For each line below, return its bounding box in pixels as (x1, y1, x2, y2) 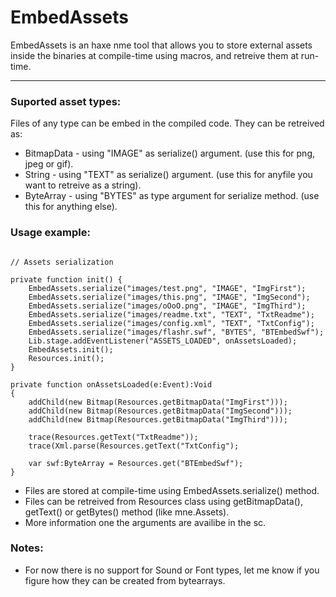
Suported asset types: (10, 94, 122, 108)
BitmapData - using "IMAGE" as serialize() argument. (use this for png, (24, 147, 316, 160)
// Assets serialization (10, 257, 114, 267)
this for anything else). (24, 201, 118, 213)
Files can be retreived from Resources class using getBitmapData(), (24, 495, 303, 507)
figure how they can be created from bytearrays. (24, 574, 226, 586)
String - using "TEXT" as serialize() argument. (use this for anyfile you (24, 169, 313, 181)
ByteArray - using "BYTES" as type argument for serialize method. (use (24, 190, 320, 202)
